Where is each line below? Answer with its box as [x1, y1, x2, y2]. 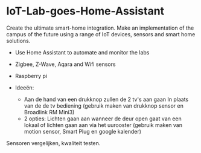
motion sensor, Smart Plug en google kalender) [24, 128, 142, 135]
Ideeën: [14, 83, 34, 91]
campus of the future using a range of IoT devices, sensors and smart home [6, 30, 196, 37]
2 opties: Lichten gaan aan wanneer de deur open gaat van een [24, 115, 182, 122]
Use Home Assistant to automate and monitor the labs [14, 48, 150, 56]
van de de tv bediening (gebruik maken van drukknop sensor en [24, 102, 184, 109]
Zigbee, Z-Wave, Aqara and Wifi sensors [14, 60, 116, 68]
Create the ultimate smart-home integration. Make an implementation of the [6, 24, 194, 31]
